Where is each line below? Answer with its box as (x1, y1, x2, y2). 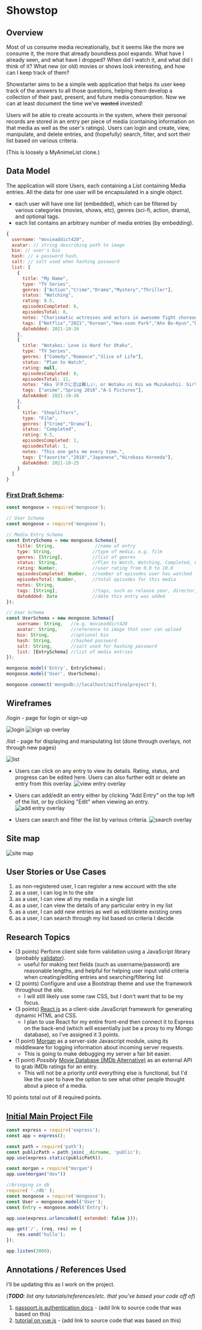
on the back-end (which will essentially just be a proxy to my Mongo (23, 1025, 194, 1032)
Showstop (6, 4, 58, 17)
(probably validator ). (14, 954, 66, 962)
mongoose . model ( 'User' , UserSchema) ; (6, 671, 101, 677)
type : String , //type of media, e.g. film (17, 548, 163, 555)
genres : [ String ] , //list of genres (17, 554, 136, 560)
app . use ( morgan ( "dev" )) (6, 1171, 66, 1177)
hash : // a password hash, (11, 253, 79, 259)
